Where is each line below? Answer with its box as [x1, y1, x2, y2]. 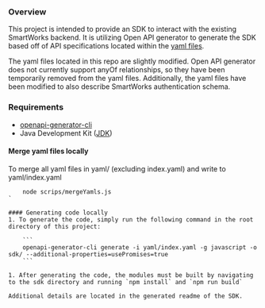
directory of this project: [8, 222, 102, 230]
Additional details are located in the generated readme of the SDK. [8, 292, 244, 300]
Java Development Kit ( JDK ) [19, 128, 113, 137]
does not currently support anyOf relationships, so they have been [8, 65, 225, 75]
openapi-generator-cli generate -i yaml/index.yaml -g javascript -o [22, 243, 258, 252]
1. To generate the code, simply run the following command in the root [8, 215, 254, 224]
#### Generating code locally [8, 209, 109, 217]
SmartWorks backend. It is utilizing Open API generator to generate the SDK [8, 33, 256, 42]
